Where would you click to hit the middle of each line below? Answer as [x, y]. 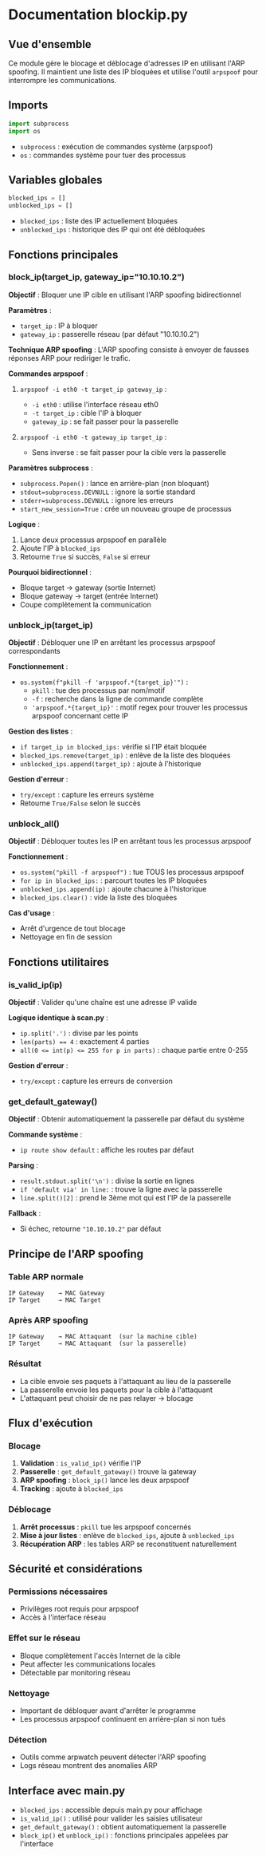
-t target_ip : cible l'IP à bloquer [86, 413]
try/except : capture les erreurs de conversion [96, 1081]
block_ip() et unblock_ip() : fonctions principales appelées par [124, 1835]
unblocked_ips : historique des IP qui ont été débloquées [112, 230]
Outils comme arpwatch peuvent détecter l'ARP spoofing [113, 1757]
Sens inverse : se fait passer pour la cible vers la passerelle [129, 452]
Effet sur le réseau [45, 1638]
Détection [28, 1739]
